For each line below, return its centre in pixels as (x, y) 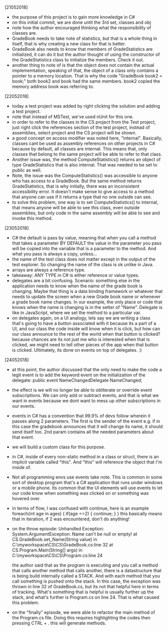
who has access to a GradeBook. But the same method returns (77, 181)
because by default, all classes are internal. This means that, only (79, 149)
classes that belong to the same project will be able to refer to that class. (87, 154)
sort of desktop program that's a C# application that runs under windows (87, 482)
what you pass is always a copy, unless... (54, 254)
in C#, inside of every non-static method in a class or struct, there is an (85, 457)
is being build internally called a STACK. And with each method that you (86, 576)
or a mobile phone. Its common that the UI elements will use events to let (87, 488)
